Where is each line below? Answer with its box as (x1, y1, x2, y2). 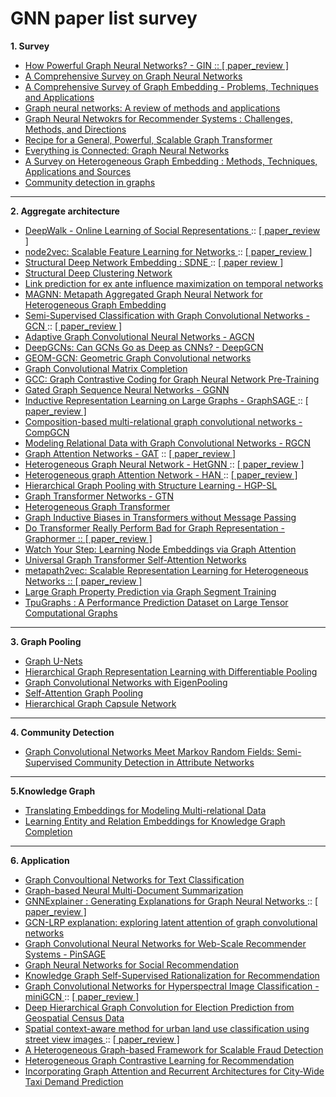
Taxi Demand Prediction (24, 1075, 124, 1087)
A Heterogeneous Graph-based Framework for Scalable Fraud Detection (24, 1043, 324, 1056)
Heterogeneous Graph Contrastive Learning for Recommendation (24, 1054, 295, 1066)
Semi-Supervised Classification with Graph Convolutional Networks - (24, 309, 310, 321)
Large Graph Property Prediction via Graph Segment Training (24, 585, 277, 597)
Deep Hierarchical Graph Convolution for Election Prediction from (24, 1001, 295, 1013)
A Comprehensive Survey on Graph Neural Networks (24, 70, 243, 82)
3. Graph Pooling (10, 635, 82, 647)
